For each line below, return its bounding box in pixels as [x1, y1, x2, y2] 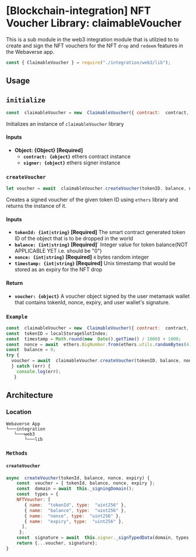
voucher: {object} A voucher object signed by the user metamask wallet [14, 293, 190, 300]
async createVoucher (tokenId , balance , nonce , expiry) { [6, 475, 150, 481]
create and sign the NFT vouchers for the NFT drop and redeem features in [6, 42, 184, 49]
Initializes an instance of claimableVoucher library [6, 120, 124, 127]
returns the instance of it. [6, 202, 67, 209]
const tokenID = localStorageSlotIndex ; [6, 331, 108, 336]
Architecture [6, 390, 54, 400]
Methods [6, 450, 28, 457]
